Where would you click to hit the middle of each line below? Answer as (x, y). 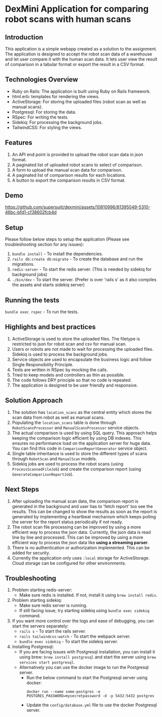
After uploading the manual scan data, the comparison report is (75, 501)
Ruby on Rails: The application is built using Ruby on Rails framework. (81, 91)
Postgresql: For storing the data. (44, 112)
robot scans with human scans (68, 19)
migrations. (23, 264)
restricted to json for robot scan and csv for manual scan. (69, 344)
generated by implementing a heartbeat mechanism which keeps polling (84, 516)
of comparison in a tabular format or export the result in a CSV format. (75, 64)
